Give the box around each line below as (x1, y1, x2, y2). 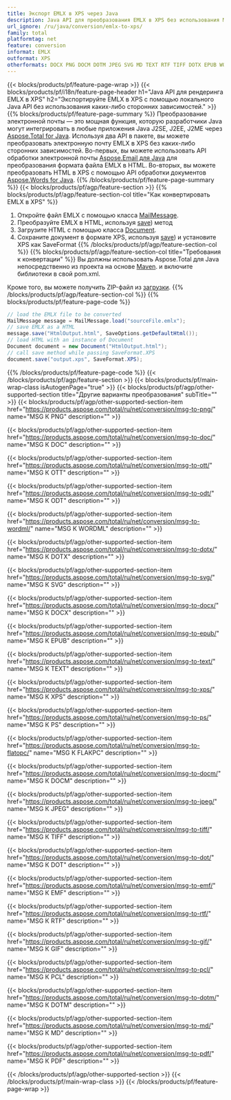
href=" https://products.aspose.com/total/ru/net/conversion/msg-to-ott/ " (7, 461, 213, 469)
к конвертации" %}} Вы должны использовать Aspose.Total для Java (16, 254, 219, 263)
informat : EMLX (7, 49, 51, 56)
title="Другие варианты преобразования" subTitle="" (61, 390, 218, 399)
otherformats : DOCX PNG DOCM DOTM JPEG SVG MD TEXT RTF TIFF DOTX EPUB (7, 61, 217, 68)
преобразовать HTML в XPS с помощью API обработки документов (7, 168, 206, 177)
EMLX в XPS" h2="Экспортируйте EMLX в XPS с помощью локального (7, 94, 214, 103)
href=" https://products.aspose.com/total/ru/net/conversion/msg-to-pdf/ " (7, 1049, 214, 1057)
